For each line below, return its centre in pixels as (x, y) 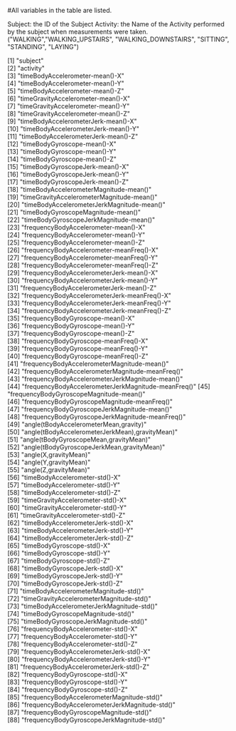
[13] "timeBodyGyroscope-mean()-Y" (62, 152)
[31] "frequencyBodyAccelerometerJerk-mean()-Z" (82, 288)
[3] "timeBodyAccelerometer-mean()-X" (66, 76)
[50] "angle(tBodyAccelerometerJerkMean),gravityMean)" (93, 432)
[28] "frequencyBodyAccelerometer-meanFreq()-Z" (83, 265)
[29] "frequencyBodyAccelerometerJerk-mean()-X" (83, 273)
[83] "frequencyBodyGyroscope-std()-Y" (68, 682)
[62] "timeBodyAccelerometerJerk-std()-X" (70, 523)
